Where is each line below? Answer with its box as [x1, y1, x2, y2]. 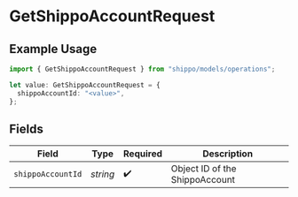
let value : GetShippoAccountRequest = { [9, 80, 161, 89]
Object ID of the [170, 163, 237, 175]
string [90, 168, 115, 180]
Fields [9, 121, 44, 136]
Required [122, 148, 162, 160]
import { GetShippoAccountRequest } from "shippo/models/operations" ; [9, 64, 276, 73]
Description [202, 148, 254, 160]
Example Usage [9, 42, 98, 57]
